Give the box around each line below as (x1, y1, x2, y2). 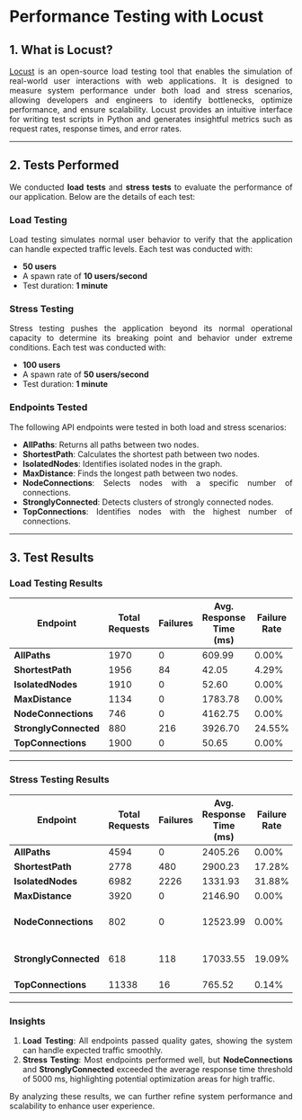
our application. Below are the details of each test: (9, 191, 196, 202)
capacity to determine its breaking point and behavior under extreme (9, 333, 293, 344)
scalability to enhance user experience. (9, 1100, 155, 1111)
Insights (9, 1015, 46, 1027)
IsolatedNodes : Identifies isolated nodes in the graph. (22, 458, 223, 469)
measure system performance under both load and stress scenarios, (9, 85, 293, 95)
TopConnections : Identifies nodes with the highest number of (22, 506, 293, 516)
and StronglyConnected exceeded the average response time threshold (22, 1063, 293, 1074)
